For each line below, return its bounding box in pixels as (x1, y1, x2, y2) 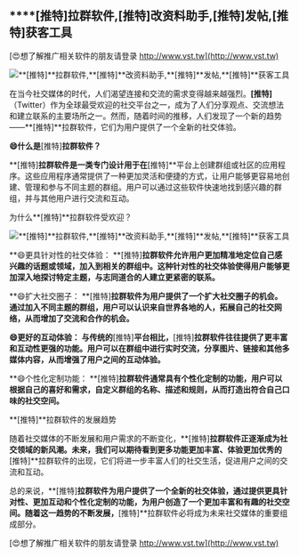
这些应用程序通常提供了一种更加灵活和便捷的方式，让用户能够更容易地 (24, 170, 282, 181)
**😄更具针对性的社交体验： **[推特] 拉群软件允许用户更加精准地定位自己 (9, 249, 275, 260)
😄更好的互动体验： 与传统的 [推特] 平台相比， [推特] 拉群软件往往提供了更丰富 (9, 332, 288, 343)
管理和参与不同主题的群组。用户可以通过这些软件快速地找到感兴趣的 (24, 182, 274, 192)
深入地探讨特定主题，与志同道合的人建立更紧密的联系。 (16, 271, 220, 282)
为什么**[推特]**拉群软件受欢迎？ (9, 212, 133, 222)
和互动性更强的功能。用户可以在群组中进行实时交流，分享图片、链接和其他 (9, 343, 282, 353)
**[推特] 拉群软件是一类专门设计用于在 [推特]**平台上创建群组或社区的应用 (9, 159, 279, 170)
